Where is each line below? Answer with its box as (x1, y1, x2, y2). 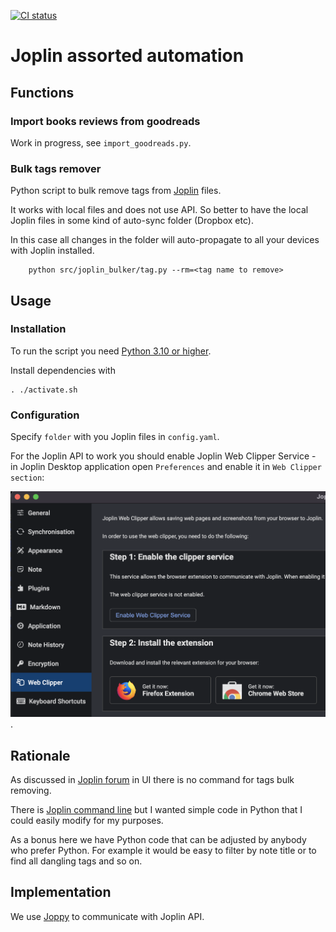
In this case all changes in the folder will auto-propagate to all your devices (10, 234, 320, 246)
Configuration (10, 408, 80, 422)
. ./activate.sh (10, 385, 78, 395)
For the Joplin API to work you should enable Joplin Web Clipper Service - (10, 450, 317, 462)
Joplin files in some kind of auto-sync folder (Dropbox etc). (10, 215, 254, 227)
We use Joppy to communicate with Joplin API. (10, 910, 205, 922)
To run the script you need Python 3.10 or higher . (10, 345, 212, 357)
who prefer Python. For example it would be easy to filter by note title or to (10, 845, 317, 857)
